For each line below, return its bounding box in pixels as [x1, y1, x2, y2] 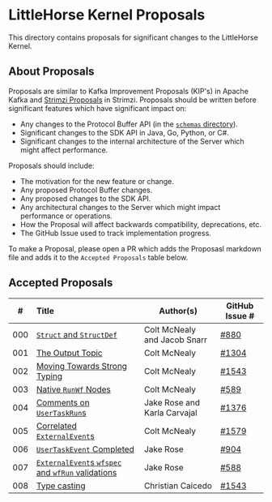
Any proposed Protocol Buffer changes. [19, 185, 153, 195]
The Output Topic [36, 347, 103, 358]
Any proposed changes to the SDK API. [19, 193, 151, 204]
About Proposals [8, 65, 95, 79]
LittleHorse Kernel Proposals [8, 6, 206, 24]
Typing [36, 371, 63, 382]
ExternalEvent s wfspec [36, 457, 122, 468]
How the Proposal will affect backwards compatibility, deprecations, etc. [19, 219, 261, 229]
